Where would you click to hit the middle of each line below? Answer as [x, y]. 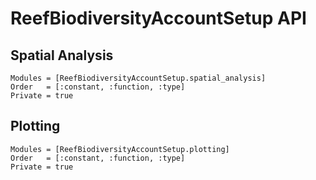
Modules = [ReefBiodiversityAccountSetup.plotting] [120, 149]
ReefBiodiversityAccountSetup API [158, 18]
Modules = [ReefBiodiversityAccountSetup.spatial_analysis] [138, 78]
